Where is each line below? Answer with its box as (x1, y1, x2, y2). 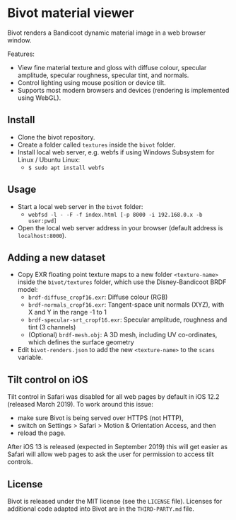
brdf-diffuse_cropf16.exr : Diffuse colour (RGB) (28, 293, 168, 302)
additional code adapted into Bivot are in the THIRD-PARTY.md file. (7, 504, 194, 513)
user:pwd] (28, 217, 58, 225)
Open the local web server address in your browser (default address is (17, 223, 223, 232)
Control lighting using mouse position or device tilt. (17, 78, 166, 86)
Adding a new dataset (7, 251, 106, 264)
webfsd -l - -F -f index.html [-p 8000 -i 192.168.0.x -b (28, 211, 203, 218)
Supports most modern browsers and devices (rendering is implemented (17, 86, 230, 94)
